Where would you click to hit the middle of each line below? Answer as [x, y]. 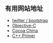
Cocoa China [25, 31]
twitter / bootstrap [30, 20]
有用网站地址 [24, 9]
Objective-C [24, 25]
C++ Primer [23, 35]
